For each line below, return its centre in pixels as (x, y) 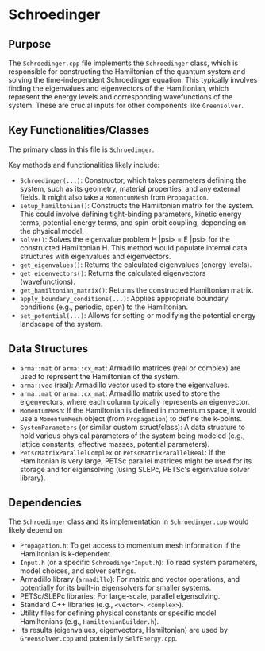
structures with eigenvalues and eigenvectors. (95, 256)
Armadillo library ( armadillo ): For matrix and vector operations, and (130, 579)
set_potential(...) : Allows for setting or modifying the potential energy (138, 315)
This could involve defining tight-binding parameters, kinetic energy (131, 214)
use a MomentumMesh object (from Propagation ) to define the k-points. (131, 418)
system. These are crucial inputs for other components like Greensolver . (126, 105)
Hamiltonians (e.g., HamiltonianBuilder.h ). (89, 622)
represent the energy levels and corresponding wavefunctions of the (121, 97)
